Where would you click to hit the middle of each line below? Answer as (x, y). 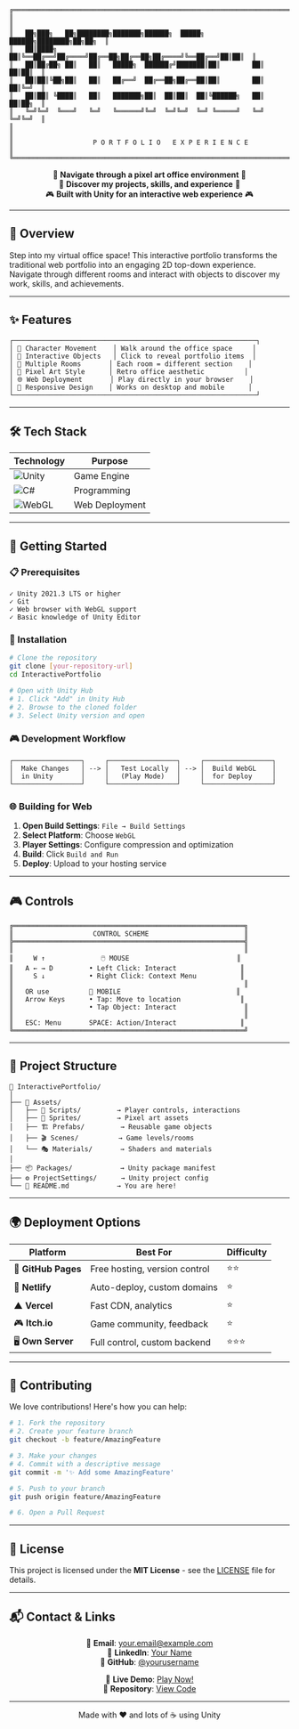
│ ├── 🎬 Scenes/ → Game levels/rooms (101, 1138)
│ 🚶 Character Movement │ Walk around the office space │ (133, 348)
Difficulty (247, 1252)
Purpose (110, 461)
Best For (154, 1252)
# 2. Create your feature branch (71, 1432)
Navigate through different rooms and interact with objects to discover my (145, 274)
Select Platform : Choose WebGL (79, 835)
